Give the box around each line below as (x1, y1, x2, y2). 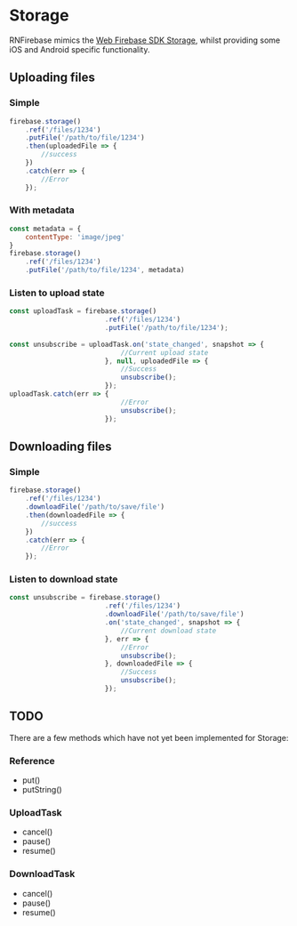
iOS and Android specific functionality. (9, 44, 150, 54)
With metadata (9, 204, 76, 216)
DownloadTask (9, 868, 76, 881)
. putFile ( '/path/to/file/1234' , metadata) (25, 266, 185, 275)
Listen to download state (9, 573, 118, 585)
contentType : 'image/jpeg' (25, 232, 125, 241)
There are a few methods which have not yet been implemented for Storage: (9, 732, 289, 743)
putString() (21, 785, 62, 795)
